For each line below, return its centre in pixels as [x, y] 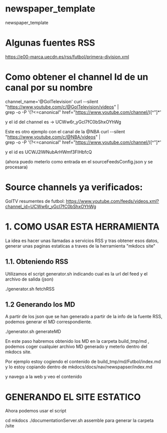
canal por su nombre [49, 88]
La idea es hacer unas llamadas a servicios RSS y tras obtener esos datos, [82, 241]
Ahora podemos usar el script [36, 411]
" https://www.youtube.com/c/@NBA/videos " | [53, 137]
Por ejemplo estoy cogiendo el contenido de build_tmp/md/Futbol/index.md [83, 362]
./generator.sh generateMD [33, 332]
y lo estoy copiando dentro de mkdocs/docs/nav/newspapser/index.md [79, 367]
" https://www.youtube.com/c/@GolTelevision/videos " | [62, 107]
